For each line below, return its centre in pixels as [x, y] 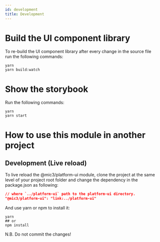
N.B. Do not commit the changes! [38, 234]
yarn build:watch [23, 70]
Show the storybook [47, 89]
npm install [17, 225]
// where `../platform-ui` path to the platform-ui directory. [70, 194]
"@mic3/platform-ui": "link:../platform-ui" [51, 199]
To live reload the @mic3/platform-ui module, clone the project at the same [80, 175]
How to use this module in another [75, 135]
